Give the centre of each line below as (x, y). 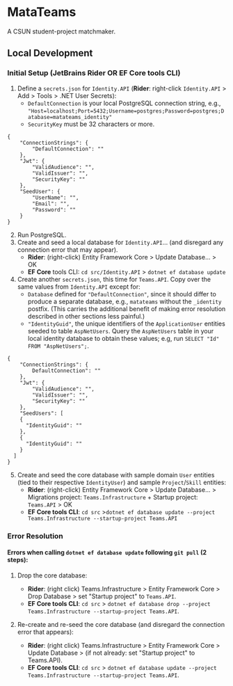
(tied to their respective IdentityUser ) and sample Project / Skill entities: (121, 482)
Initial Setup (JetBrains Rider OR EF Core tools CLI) (94, 73)
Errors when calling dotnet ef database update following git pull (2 (107, 552)
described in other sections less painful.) (86, 316)
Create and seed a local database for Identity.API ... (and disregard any (120, 242)
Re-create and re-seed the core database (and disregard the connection (121, 624)
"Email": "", (51, 204)
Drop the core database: (52, 575)
